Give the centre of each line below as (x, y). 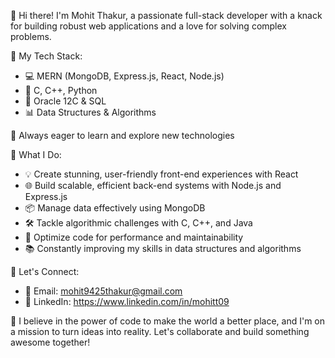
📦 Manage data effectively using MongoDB (115, 208)
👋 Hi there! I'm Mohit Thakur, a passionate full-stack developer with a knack (166, 15)
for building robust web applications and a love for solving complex (149, 26)
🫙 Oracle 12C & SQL (65, 101)
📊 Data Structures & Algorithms (90, 112)
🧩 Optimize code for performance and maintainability (134, 237)
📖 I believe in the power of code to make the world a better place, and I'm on (168, 321)
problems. (31, 36)
